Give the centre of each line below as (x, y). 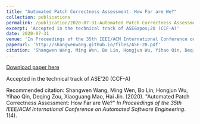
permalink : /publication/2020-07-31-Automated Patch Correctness (89, 23)
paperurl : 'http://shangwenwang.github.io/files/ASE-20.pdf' (84, 45)
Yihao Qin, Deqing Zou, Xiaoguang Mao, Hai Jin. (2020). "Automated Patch (98, 96)
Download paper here (33, 67)
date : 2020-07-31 (28, 34)
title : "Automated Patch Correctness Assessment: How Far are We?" (92, 12)
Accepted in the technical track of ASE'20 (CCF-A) (68, 78)
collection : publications (38, 17)
